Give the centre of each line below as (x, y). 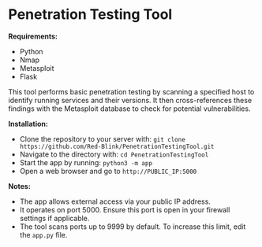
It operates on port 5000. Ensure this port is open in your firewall (125, 209)
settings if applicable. (54, 218)
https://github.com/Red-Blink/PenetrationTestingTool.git (117, 146)
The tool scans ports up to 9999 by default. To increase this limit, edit (133, 227)
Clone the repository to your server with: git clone (102, 138)
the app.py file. (43, 234)
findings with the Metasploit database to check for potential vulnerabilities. (129, 109)
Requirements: (33, 36)
